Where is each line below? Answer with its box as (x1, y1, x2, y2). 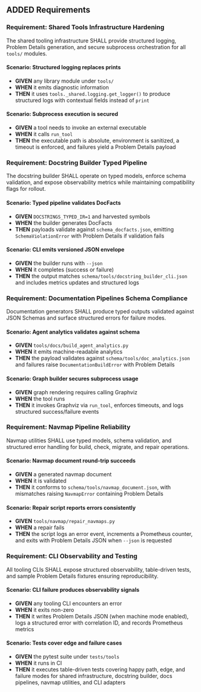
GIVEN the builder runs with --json (15, 259, 103, 267)
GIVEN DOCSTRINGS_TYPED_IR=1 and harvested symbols (15, 213, 150, 220)
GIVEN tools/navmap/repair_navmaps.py (15, 518, 115, 525)
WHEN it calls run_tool (15, 131, 73, 138)
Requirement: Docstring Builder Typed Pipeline (6, 159, 147, 167)
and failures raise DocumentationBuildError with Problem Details (15, 361, 175, 368)
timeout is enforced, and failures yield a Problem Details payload (15, 143, 176, 151)
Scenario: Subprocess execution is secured (6, 111, 119, 118)
